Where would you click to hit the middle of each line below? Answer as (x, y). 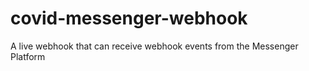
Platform (28, 56)
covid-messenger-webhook (129, 18)
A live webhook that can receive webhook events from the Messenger (154, 46)
